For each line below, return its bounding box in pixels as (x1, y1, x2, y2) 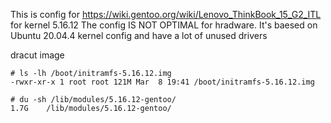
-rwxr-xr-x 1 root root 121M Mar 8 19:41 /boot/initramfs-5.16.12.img (10, 77, 315, 87)
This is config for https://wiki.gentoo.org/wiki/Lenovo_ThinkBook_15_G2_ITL (10, 9, 322, 20)
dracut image (10, 49, 65, 61)
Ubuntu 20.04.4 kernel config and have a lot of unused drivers (10, 30, 268, 41)
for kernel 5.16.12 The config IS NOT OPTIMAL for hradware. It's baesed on (10, 19, 318, 31)
